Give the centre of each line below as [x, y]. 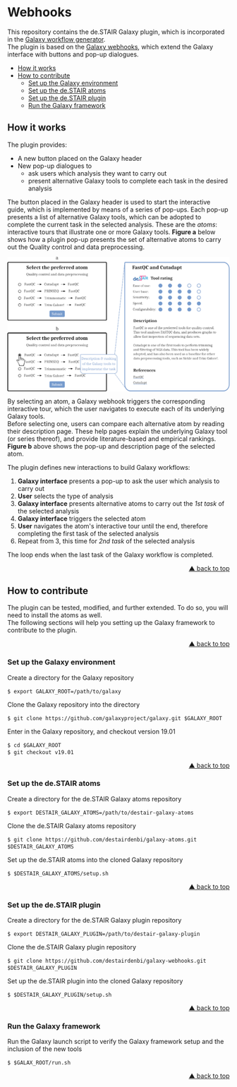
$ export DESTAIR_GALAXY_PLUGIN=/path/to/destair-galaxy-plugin [104, 934]
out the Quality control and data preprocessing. [76, 247]
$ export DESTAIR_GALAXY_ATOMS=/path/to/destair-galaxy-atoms [101, 813]
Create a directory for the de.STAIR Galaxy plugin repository [95, 921]
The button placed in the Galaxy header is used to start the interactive [109, 202]
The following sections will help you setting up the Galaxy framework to [111, 623]
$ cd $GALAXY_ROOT [34, 745]
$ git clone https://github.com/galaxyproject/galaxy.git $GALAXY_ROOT [115, 718]
